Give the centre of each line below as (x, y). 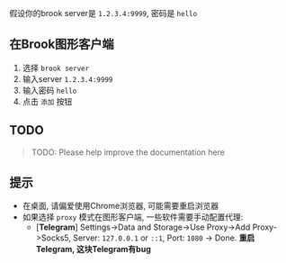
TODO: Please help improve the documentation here (128, 152)
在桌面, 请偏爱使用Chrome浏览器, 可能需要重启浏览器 (121, 206)
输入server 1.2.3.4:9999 (67, 78)
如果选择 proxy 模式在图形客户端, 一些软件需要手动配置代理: (133, 217)
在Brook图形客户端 (62, 45)
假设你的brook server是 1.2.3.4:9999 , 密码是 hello (103, 13)
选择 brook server (56, 68)
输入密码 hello (49, 90)
